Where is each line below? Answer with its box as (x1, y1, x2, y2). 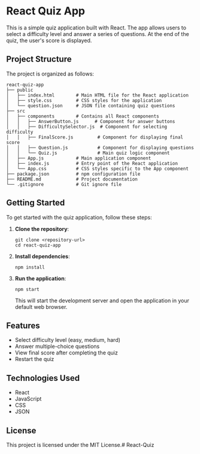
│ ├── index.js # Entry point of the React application (6, 160, 178, 166)
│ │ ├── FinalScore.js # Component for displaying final (6, 134, 184, 140)
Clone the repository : (14, 225, 69, 232)
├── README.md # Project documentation (6, 176, 138, 182)
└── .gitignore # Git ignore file (6, 181, 122, 187)
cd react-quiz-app (14, 242, 61, 248)
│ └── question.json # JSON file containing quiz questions (6, 103, 175, 109)
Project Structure (6, 54, 72, 64)
